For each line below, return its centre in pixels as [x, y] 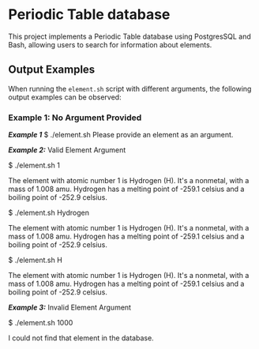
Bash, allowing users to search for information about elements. [110, 44]
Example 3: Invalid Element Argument [70, 308]
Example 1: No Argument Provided [75, 118]
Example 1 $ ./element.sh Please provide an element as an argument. [121, 135]
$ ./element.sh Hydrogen [49, 213]
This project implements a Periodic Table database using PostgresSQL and [129, 36]
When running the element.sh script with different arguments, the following [130, 88]
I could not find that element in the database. [81, 338]
